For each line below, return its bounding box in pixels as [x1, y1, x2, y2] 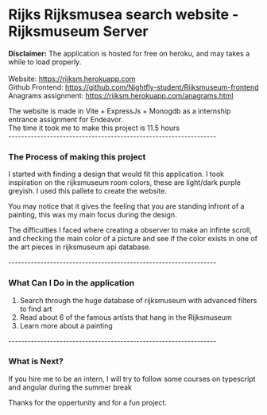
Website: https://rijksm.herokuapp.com [8, 74, 136, 83]
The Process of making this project [8, 151, 146, 162]
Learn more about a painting [19, 321, 113, 330]
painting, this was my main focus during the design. [8, 210, 177, 220]
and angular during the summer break [8, 382, 133, 392]
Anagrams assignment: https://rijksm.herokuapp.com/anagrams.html [8, 90, 234, 100]
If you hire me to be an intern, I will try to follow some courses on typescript [8, 374, 256, 383]
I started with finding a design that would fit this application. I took [8, 169, 225, 179]
